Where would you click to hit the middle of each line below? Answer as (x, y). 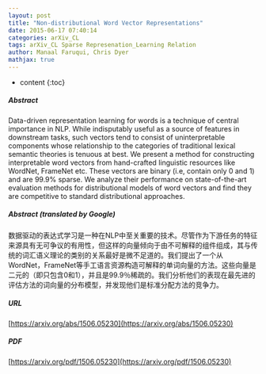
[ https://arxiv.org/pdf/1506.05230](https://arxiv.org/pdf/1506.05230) (120, 361)
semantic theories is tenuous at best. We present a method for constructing (131, 154)
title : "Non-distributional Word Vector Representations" (106, 23)
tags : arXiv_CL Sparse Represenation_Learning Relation (102, 45)
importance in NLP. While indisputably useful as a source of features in (124, 128)
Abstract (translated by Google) (62, 214)
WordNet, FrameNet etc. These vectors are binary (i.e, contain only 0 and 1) (131, 170)
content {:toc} (42, 82)
